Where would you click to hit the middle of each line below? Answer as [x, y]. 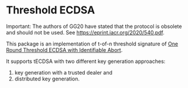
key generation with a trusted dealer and [64, 72]
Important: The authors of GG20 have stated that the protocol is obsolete [94, 26]
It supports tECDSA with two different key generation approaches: [86, 61]
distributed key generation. [47, 79]
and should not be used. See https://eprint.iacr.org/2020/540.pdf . [86, 32]
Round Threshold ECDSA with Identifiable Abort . [64, 50]
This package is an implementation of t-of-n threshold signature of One [92, 44]
